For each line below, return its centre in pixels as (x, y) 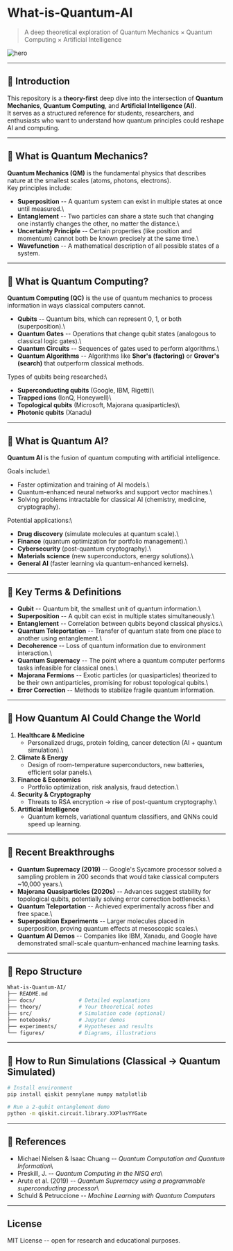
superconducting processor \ (58, 1188)
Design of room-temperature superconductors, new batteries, (116, 764)
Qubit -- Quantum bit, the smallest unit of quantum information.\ (109, 608)
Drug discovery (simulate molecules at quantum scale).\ (98, 534)
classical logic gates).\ (49, 341)
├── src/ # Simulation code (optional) (87, 1013)
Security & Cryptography (54, 794)
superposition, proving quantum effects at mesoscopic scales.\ (107, 928)
